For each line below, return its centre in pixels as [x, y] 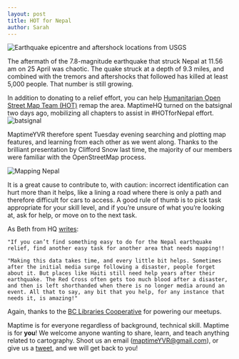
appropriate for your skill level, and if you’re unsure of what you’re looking [116, 208]
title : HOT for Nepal [40, 21]
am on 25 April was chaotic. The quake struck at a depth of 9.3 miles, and [116, 69]
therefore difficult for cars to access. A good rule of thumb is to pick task [115, 200]
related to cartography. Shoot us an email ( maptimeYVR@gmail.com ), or [113, 340]
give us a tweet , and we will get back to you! [72, 348]
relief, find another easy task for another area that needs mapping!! [116, 248]
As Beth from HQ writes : [43, 229]
